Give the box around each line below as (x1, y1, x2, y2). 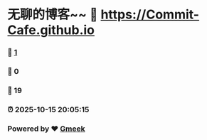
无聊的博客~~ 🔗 (7, 6, 98, 23)
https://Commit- (100, 6, 200, 23)
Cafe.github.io (7, 22, 95, 38)
